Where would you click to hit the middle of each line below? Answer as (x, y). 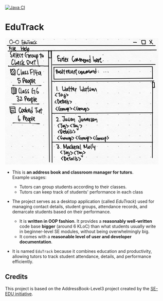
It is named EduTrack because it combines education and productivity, (82, 251)
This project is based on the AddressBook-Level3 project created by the (77, 288)
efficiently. (23, 262)
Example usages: (29, 177)
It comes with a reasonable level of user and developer (75, 237)
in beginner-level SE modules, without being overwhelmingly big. (84, 231)
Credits (17, 277)
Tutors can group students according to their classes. (73, 187)
